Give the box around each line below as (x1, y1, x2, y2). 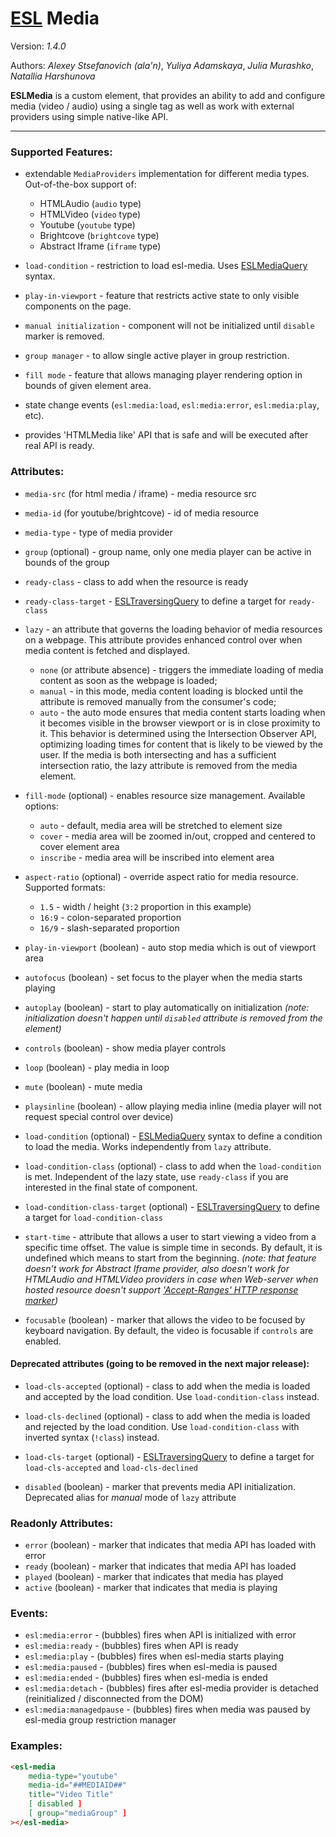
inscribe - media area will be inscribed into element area (39, 851, 275, 863)
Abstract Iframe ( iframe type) (39, 240, 162, 252)
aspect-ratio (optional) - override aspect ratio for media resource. (24, 870, 299, 882)
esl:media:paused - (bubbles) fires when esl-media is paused (24, 1661, 278, 1673)
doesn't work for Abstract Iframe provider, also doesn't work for (24, 1262, 290, 1274)
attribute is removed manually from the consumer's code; (39, 695, 277, 707)
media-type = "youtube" (28, 1771, 118, 1781)
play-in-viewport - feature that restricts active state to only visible (24, 290, 300, 302)
